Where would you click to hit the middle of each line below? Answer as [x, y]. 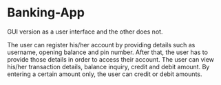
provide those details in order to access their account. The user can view [111, 59]
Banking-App [46, 13]
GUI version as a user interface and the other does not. [85, 32]
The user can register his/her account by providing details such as [101, 45]
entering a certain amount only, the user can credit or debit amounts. [105, 74]
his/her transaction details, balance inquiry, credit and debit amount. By [108, 66]
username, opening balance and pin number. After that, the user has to [108, 52]
